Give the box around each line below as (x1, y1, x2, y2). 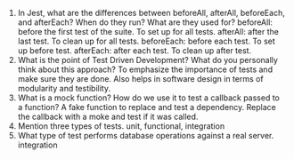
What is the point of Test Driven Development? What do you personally (17, 55, 279, 65)
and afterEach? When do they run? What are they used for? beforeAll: (17, 17, 274, 28)
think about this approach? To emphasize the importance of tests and (17, 64, 274, 75)
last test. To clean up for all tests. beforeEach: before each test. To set (17, 36, 276, 46)
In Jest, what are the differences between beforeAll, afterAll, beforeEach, (17, 8, 285, 18)
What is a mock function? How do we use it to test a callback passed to (17, 92, 281, 103)
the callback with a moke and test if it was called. (17, 111, 199, 122)
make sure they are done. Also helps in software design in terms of (17, 74, 265, 83)
